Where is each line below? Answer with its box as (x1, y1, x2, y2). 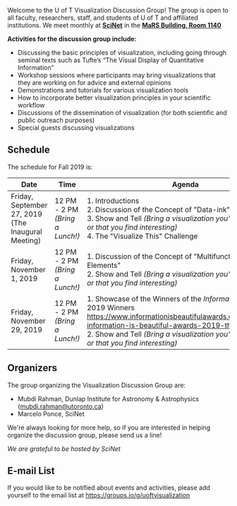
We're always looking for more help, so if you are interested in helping (7, 423, 211, 432)
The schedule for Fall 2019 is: (7, 163, 93, 171)
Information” (17, 64, 54, 71)
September (11, 200, 48, 210)
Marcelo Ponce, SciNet (17, 409, 85, 418)
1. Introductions (87, 196, 140, 206)
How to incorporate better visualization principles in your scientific (17, 93, 211, 102)
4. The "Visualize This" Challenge (87, 231, 198, 241)
